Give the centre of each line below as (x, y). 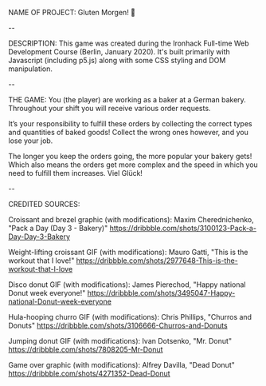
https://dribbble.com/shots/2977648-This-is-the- (157, 261)
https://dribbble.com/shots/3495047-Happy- (161, 293)
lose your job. (31, 141)
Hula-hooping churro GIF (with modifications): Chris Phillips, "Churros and (130, 317)
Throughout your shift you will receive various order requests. (110, 108)
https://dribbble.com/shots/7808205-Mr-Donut (86, 349)
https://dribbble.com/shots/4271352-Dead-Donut (89, 373)
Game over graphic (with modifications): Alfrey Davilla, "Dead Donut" (121, 365)
